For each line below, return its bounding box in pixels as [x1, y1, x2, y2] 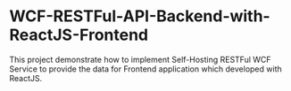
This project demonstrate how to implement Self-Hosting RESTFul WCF [9, 54, 271, 64]
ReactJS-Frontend [9, 25, 149, 45]
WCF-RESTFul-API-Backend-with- [9, 6, 270, 27]
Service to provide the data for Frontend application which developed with [9, 64, 283, 74]
